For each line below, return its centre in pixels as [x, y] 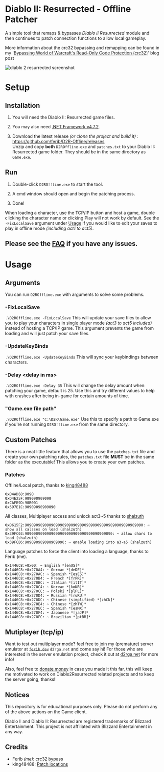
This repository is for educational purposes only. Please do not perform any [81, 707]
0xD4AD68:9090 [20, 494]
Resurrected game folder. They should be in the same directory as [79, 152]
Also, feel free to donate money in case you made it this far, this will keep [79, 669]
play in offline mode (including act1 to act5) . [49, 228]
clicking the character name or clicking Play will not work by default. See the [82, 218]
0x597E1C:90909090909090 [30, 507]
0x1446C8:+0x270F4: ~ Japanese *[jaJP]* [47, 613]
